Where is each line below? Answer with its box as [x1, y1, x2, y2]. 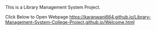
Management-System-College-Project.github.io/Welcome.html [5, 19, 135, 25]
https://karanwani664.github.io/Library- [69, 14, 151, 19]
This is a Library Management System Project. [5, 4, 101, 10]
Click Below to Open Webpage [5, 14, 69, 19]
